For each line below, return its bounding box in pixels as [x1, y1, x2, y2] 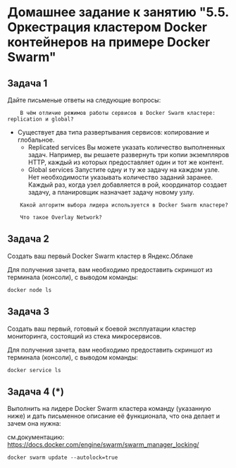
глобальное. [17, 135, 55, 144]
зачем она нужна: [7, 419, 61, 428]
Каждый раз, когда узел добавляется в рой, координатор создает [27, 180, 228, 189]
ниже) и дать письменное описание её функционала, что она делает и [7, 412, 221, 420]
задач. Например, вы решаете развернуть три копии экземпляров [27, 151, 230, 159]
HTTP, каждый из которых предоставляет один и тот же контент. [27, 158, 224, 166]
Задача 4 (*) [7, 386, 65, 398]
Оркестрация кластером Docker [7, 19, 208, 35]
